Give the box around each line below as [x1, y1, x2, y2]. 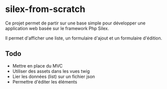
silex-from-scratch [5, 3, 86, 15]
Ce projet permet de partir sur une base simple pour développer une [5, 20, 146, 26]
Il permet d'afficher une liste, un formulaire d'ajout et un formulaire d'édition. [5, 35, 163, 41]
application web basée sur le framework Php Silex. [5, 25, 110, 31]
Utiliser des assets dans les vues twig [12, 68, 90, 74]
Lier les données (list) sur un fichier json [12, 73, 95, 79]
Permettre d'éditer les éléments [12, 78, 77, 84]
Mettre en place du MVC [12, 62, 63, 68]
